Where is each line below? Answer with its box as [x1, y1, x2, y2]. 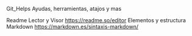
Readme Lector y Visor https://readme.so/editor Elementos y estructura [6, 17, 186, 23]
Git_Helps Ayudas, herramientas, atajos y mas [6, 5, 122, 12]
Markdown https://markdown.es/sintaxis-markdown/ [6, 23, 139, 30]
